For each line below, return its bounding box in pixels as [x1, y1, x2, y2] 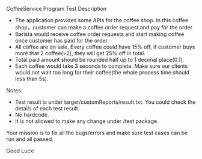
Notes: [6, 87, 23, 94]
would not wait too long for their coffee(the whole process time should [14, 69, 190, 76]
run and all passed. [6, 136, 54, 143]
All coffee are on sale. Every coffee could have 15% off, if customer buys [14, 43, 195, 50]
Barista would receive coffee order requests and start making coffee [14, 31, 185, 38]
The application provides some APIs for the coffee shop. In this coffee [14, 17, 189, 23]
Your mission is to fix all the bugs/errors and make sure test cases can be [6, 129, 188, 136]
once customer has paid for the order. [14, 37, 109, 44]
